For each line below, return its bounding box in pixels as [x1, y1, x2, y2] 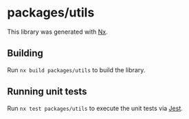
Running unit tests [7, 86, 87, 98]
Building [7, 47, 43, 59]
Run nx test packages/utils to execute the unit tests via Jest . [7, 104, 184, 112]
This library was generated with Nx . [7, 28, 108, 36]
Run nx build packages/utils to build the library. [7, 65, 146, 74]
